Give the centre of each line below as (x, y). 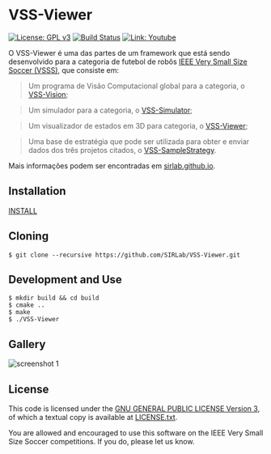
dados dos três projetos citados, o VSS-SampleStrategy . (122, 150)
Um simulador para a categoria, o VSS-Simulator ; (110, 110)
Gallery (27, 344)
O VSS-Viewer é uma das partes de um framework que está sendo (119, 53)
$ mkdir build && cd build (54, 298)
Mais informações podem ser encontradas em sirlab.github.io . (112, 165)
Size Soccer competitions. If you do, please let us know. (102, 441)
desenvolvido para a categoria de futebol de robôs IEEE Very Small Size (128, 62)
